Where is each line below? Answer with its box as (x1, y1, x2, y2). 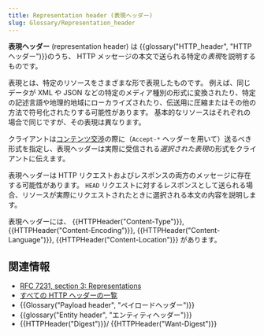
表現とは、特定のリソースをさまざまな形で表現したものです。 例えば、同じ (8, 78, 251, 87)
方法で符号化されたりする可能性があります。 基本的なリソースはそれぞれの (8, 107, 251, 116)
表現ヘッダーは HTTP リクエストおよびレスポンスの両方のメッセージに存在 (8, 170, 251, 179)
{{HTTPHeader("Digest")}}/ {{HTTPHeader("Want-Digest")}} (19, 319, 218, 329)
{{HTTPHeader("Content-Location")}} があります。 (55, 234, 221, 244)
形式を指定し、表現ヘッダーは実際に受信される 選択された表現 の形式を (8, 143, 236, 153)
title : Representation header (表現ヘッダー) (8, 11, 154, 20)
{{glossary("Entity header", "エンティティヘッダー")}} (19, 310, 193, 319)
